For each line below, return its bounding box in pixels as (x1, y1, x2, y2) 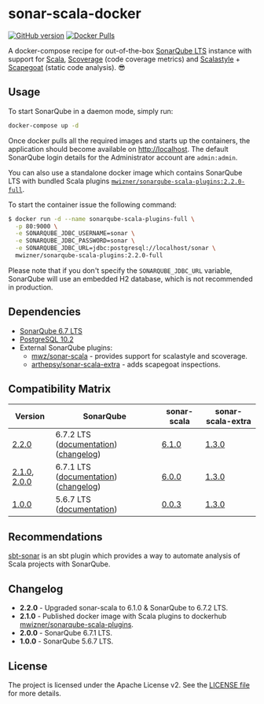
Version (15, 411, 46, 422)
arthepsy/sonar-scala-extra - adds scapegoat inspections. (31, 359, 221, 369)
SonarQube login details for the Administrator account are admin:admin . (8, 153, 238, 162)
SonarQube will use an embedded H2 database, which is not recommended (8, 274, 253, 283)
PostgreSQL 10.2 (19, 334, 74, 344)
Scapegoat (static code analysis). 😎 (8, 62, 126, 72)
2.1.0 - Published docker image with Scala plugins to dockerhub (19, 611, 227, 621)
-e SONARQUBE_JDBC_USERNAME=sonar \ (15, 230, 135, 238)
